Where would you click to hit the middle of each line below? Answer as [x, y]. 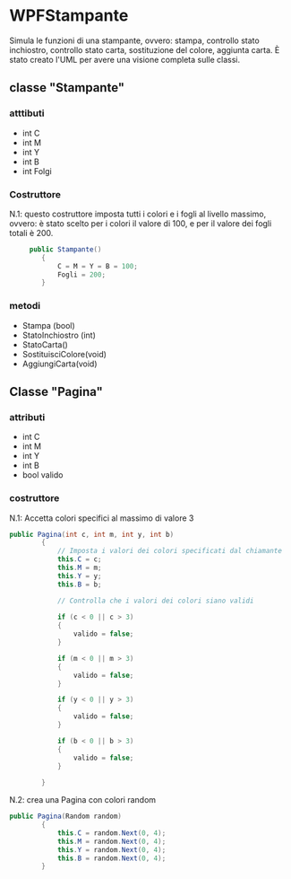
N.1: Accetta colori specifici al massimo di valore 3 [102, 518]
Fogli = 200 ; [81, 275]
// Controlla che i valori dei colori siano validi [155, 601]
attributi [27, 417]
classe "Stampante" [67, 88]
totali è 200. [31, 233]
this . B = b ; [79, 585]
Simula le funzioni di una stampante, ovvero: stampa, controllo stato [134, 40]
